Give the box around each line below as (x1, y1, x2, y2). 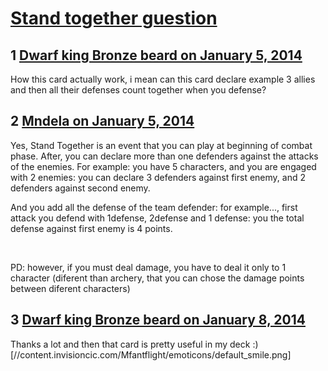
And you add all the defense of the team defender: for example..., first (10, 201, 298, 213)
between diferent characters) (10, 282, 131, 294)
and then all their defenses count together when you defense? (10, 84, 267, 96)
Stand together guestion (10, 7, 218, 30)
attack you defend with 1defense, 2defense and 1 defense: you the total (10, 212, 305, 224)
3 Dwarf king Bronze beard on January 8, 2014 (10, 312, 306, 329)
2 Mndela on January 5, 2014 (10, 113, 195, 130)
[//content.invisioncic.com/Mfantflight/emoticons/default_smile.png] (10, 348, 292, 361)
